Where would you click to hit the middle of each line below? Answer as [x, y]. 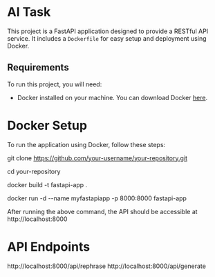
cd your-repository [34, 171]
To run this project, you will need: [55, 84]
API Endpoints [49, 247]
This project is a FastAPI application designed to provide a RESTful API [108, 31]
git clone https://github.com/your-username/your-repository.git [97, 158]
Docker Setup [47, 125]
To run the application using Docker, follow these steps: [86, 144]
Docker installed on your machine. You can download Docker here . [112, 97]
